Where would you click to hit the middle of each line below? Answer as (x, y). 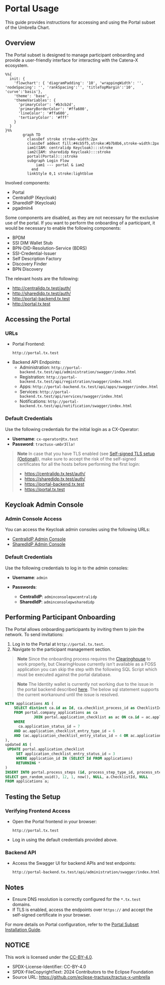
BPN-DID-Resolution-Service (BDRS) (50, 248)
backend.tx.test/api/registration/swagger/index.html (76, 382)
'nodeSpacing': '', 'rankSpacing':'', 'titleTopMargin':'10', (70, 87)
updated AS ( (18, 745)
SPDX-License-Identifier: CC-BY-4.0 (49, 966)
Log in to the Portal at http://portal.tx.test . (58, 644)
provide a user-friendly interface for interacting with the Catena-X (72, 60)
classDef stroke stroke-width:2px (62, 139)
